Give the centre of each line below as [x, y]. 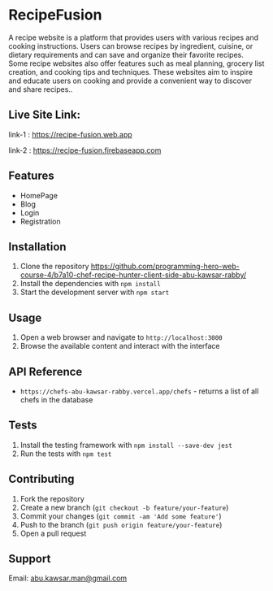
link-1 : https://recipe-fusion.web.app [70, 134]
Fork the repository [52, 498]
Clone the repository [54, 267]
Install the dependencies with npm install [90, 284]
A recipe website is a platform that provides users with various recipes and [133, 37]
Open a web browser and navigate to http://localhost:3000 [121, 337]
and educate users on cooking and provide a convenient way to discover [130, 80]
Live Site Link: [45, 115]
